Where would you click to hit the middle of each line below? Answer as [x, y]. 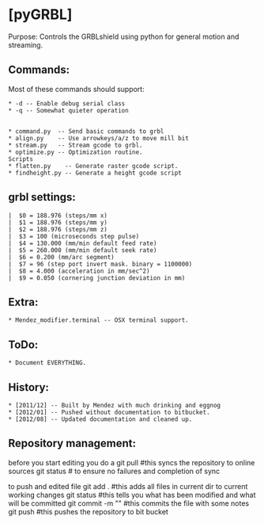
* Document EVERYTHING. [47, 363]
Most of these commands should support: [76, 89]
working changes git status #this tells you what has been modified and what [132, 495]
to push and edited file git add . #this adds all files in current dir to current [128, 486]
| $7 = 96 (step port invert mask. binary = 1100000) [100, 264]
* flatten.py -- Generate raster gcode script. [93, 166]
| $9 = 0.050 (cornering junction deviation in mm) [97, 278]
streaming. [26, 44]
